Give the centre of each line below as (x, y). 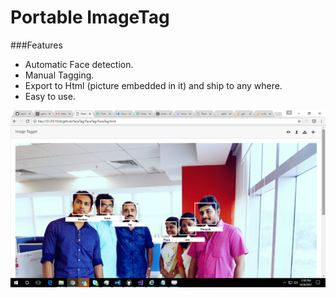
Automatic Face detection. (79, 64)
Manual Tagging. (59, 75)
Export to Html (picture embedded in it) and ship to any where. (153, 85)
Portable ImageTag (90, 17)
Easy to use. (50, 96)
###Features (36, 45)
